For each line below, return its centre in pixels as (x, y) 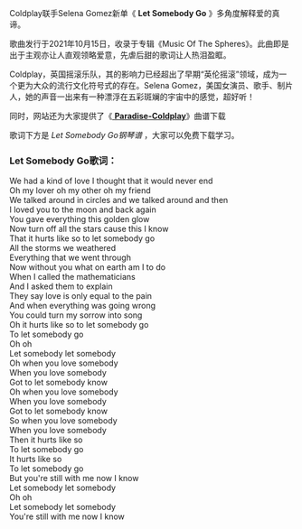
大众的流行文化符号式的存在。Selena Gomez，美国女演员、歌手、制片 (163, 85)
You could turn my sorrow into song (76, 315)
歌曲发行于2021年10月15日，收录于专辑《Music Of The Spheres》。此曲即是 (149, 44)
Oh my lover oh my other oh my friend (80, 190)
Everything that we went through (70, 258)
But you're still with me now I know (74, 478)
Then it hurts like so (46, 440)
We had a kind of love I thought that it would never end (111, 181)
